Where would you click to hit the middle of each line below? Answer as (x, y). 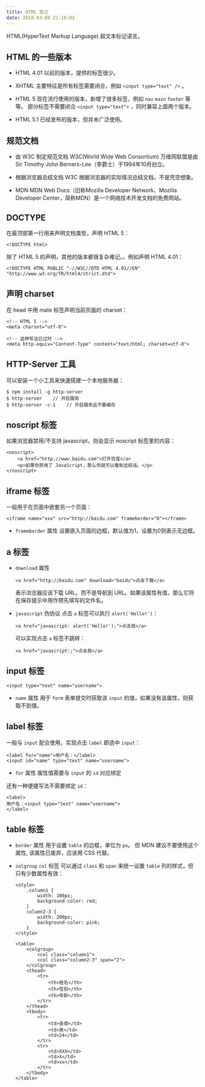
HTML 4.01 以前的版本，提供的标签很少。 (67, 73)
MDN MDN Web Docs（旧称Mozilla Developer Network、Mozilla (96, 190)
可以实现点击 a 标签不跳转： (50, 638)
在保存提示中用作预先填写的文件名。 (61, 600)
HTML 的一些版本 (39, 57)
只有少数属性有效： (39, 873)
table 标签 (25, 830)
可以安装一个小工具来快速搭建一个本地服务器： (65, 380)
